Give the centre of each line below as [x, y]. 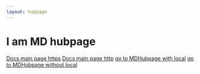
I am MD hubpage [51, 41]
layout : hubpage [27, 12]
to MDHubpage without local [42, 64]
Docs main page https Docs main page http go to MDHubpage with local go [100, 58]
